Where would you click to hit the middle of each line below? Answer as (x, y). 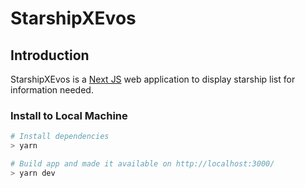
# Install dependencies (60, 137)
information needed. (52, 90)
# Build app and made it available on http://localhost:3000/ (142, 164)
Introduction (50, 55)
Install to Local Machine (69, 115)
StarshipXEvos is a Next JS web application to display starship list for (153, 79)
